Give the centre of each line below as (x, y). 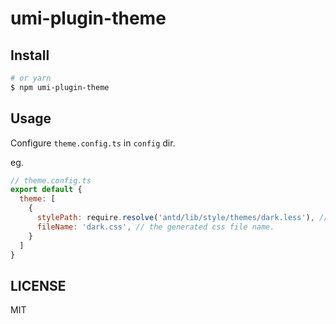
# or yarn (31, 78)
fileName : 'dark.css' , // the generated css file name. (155, 227)
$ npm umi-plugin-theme (60, 87)
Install (30, 55)
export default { (46, 190)
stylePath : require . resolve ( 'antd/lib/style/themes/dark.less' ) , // (182, 218)
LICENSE (38, 285)
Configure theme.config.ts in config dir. (93, 143)
